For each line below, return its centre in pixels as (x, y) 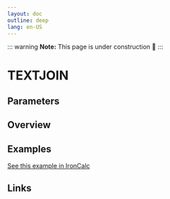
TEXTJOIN (38, 75)
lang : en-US (25, 27)
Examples (29, 149)
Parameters (34, 101)
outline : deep (28, 20)
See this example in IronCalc (49, 166)
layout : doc (25, 14)
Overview (29, 125)
